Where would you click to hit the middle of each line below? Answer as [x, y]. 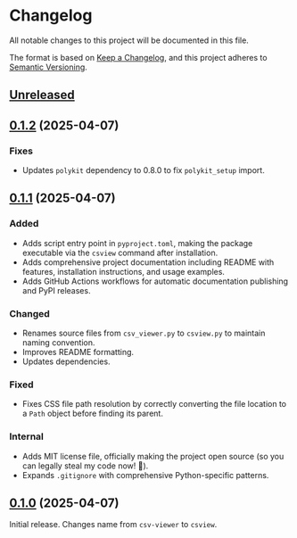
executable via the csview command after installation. [120, 252]
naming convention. [58, 343]
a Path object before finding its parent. [92, 414]
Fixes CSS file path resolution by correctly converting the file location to [154, 404]
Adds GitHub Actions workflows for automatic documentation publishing [155, 281]
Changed [30, 313]
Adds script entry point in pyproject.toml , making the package [137, 243]
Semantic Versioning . [48, 67]
